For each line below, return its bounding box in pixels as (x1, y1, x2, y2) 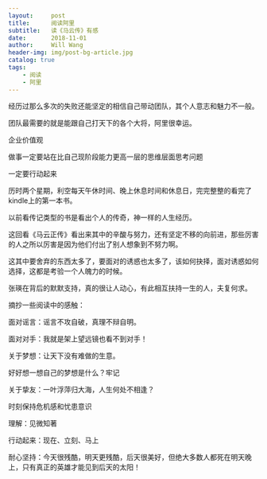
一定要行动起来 (8, 169, 57, 178)
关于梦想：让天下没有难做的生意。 (8, 351, 120, 360)
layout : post (8, 11, 66, 20)
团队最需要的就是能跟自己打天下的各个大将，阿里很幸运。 (8, 118, 196, 127)
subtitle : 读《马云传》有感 (8, 26, 99, 34)
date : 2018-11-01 (8, 33, 87, 42)
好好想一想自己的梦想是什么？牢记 (8, 368, 120, 377)
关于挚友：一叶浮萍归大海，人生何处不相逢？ (8, 384, 155, 394)
